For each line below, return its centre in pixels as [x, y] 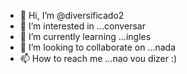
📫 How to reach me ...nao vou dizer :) [98, 58]
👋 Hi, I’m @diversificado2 [72, 15]
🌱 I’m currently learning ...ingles [85, 36]
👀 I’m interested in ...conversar [82, 26]
